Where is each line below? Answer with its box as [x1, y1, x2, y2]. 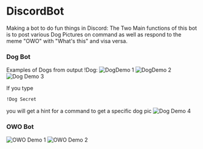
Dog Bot [6, 52, 30, 61]
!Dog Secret [6, 96, 36, 103]
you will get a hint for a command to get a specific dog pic [6, 108, 152, 115]
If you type [6, 85, 33, 92]
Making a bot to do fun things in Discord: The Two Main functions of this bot [6, 24, 198, 32]
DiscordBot [6, 4, 64, 18]
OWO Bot [6, 123, 35, 131]
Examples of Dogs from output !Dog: [6, 66, 98, 74]
